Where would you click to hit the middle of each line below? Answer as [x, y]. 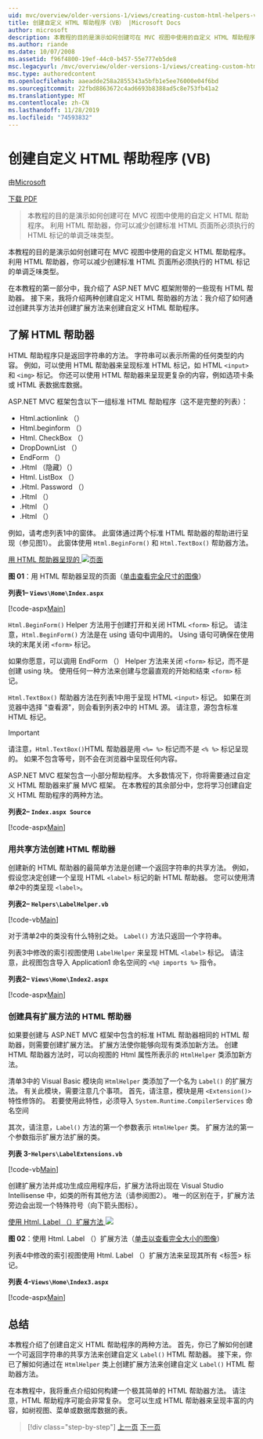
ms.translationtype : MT [47, 96]
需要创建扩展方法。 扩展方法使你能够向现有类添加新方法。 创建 [137, 1045]
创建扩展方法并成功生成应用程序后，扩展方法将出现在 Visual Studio [116, 1185]
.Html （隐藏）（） [48, 467]
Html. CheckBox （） [53, 437]
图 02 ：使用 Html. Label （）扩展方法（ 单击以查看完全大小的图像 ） [116, 1239]
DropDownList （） [50, 447]
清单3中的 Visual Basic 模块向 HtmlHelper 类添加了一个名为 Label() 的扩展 [127, 1081]
